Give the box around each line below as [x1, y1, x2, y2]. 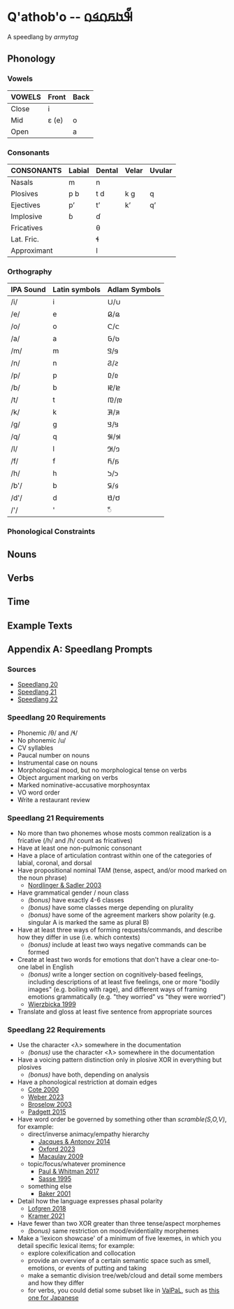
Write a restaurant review [17, 795, 91, 804]
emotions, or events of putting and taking [27, 1264, 147, 1273]
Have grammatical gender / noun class [17, 888, 129, 897]
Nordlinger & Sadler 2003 [27, 881, 102, 889]
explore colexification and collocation [27, 1249, 136, 1257]
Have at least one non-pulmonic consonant [17, 843, 142, 852]
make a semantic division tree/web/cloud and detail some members [27, 1271, 223, 1280]
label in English [30, 962, 74, 971]
